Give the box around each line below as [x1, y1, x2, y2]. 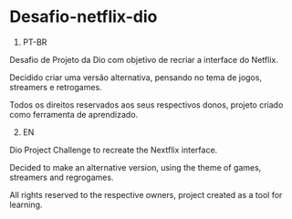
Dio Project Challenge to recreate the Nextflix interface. [9, 144, 218, 155]
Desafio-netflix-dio [9, 6, 158, 27]
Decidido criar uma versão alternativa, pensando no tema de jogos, [9, 71, 263, 83]
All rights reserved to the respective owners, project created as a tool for [9, 189, 283, 200]
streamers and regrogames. [9, 172, 114, 182]
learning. [9, 199, 43, 210]
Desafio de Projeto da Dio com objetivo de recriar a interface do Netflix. [9, 54, 278, 65]
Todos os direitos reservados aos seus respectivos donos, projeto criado [9, 99, 284, 110]
